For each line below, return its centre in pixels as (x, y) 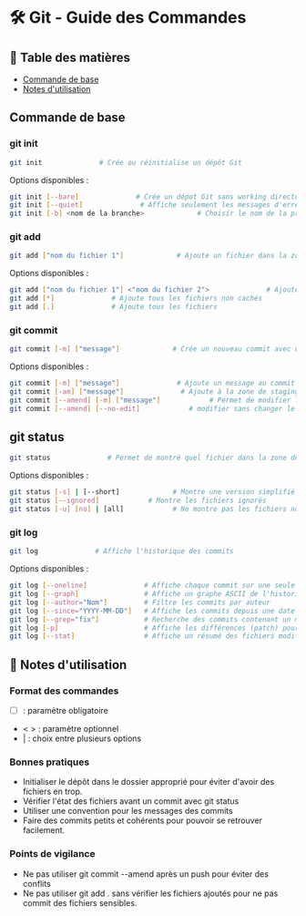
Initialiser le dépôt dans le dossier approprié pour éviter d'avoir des (148, 782)
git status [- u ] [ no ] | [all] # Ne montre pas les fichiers (148, 509)
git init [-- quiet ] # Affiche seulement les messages (140, 205)
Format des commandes (64, 691)
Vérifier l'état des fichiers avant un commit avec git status (131, 801)
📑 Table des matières (70, 57)
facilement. (44, 830)
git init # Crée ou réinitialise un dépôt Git (126, 162)
